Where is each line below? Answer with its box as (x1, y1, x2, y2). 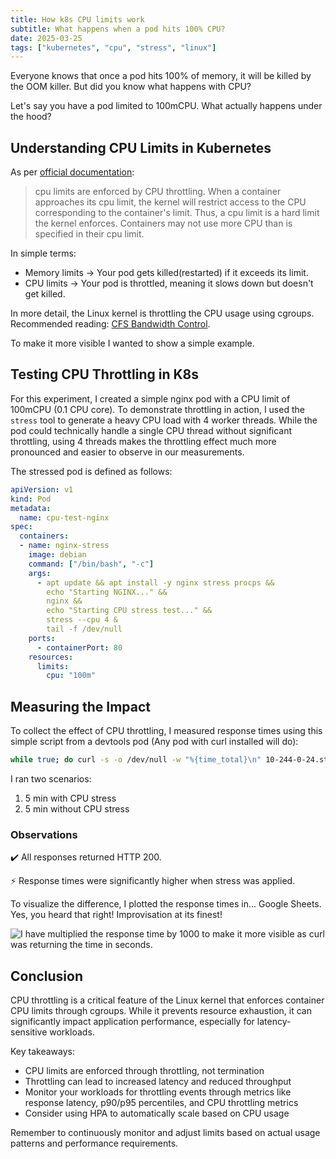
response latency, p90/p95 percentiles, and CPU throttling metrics (24, 1097, 299, 1109)
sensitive (10, 1026, 48, 1038)
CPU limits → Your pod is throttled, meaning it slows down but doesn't (24, 277, 314, 290)
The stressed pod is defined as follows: (10, 465, 173, 477)
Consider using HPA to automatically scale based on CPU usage (24, 1107, 290, 1120)
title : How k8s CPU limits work (10, 14, 145, 25)
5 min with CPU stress (24, 792, 117, 804)
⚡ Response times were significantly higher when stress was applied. (10, 875, 296, 887)
